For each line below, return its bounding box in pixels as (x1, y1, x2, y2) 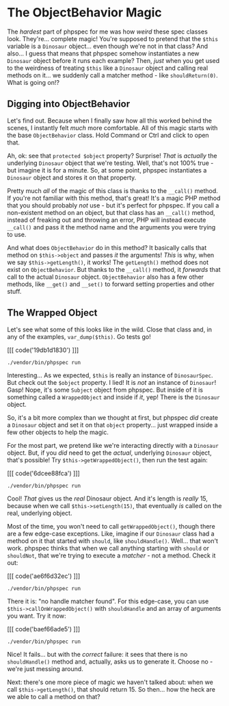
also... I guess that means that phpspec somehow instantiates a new (7, 49, 200, 58)
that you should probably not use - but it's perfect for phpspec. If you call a (7, 201, 219, 210)
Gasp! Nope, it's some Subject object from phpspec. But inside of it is (7, 386, 204, 394)
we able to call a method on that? (7, 692, 100, 701)
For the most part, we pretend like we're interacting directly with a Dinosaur (7, 441, 219, 449)
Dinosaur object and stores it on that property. (7, 173, 137, 181)
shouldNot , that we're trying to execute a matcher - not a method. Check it (7, 551, 216, 559)
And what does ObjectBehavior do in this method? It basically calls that (7, 243, 207, 251)
